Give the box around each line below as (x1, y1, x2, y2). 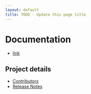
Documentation (5, 34, 71, 45)
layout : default (5, 7, 39, 13)
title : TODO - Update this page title (5, 12, 86, 17)
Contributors (12, 78, 39, 84)
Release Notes (12, 83, 42, 89)
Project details (5, 65, 51, 73)
